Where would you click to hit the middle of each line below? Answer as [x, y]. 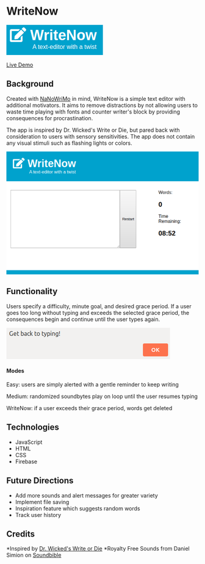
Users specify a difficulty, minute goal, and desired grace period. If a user [99, 306]
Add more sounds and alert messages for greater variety [87, 495]
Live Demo [20, 65]
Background [30, 84]
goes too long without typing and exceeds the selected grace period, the [98, 313]
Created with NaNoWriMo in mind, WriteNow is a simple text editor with [96, 98]
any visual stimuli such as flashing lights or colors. [69, 143]
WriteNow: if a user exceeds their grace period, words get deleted [89, 408]
